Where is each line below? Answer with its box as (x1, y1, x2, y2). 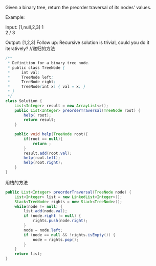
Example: (5, 14, 25, 20)
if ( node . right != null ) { (24, 213, 81, 219)
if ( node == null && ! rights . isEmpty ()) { (24, 232, 116, 237)
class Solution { (5, 98, 42, 104)
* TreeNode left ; (7, 75, 54, 80)
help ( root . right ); (24, 160, 63, 165)
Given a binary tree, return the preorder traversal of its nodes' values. (5, 5, 152, 10)
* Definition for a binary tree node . (7, 60, 91, 65)
